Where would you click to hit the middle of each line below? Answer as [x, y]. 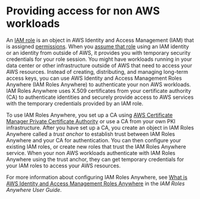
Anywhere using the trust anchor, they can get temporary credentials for [95, 159]
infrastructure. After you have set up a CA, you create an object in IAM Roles [100, 128]
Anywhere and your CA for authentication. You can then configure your [93, 140]
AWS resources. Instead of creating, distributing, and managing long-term [97, 71]
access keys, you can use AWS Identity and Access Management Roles [94, 78]
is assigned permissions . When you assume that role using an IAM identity [98, 46]
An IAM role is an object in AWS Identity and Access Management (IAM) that [100, 40]
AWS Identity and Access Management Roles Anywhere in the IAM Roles [96, 184]
